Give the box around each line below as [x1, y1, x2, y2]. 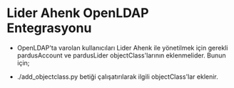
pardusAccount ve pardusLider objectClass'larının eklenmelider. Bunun [16, 51, 226, 60]
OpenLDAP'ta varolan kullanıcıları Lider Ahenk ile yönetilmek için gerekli [16, 43, 228, 52]
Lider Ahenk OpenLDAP [6, 5, 149, 21]
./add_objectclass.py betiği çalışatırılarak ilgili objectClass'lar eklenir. [16, 72, 218, 81]
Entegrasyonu [6, 20, 92, 36]
